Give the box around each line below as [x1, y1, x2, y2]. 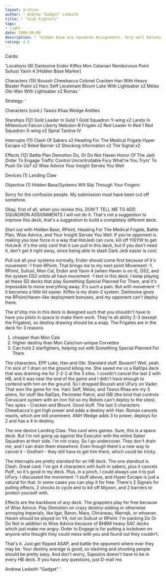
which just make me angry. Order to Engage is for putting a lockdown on [5, 525, 152, 531]
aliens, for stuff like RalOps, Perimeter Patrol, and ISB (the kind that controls [5, 391, 159, 397]
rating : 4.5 [5, 40, 30, 45]
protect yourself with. [5, 490, 49, 496]
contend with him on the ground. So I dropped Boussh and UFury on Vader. [5, 381, 158, 387]
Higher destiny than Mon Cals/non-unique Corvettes [12, 339, 120, 345]
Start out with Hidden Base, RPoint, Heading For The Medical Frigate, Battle [5, 226, 159, 232]
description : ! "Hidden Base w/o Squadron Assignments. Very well [5, 35, 145, 40]
